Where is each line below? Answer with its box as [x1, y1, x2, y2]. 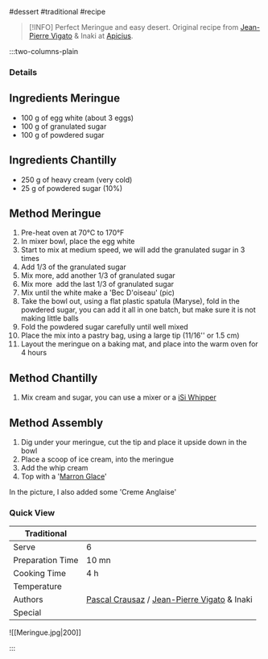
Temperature [13, 581, 63, 592]
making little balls [20, 313, 79, 323]
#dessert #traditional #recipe [9, 7, 106, 16]
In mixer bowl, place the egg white [20, 237, 135, 247]
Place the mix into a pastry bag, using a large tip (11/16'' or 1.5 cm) [20, 330, 240, 341]
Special [13, 607, 42, 619]
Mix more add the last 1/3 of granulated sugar [20, 280, 175, 289]
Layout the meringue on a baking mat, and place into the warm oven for [20, 339, 258, 349]
